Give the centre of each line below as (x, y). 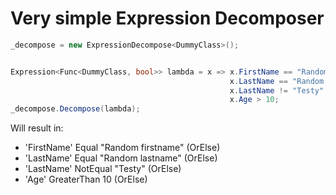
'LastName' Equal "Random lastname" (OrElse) (121, 158)
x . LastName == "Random (277, 81)
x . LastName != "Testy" (277, 90)
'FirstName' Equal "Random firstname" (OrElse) (122, 148)
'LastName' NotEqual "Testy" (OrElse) (103, 169)
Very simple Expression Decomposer (167, 18)
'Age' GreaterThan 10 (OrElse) (86, 179)
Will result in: (37, 128)
